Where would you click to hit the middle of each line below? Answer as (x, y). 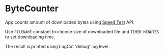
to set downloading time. (30, 37)
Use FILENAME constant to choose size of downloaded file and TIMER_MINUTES (82, 31)
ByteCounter (32, 9)
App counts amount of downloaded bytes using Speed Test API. (70, 22)
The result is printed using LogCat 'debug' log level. (57, 46)
